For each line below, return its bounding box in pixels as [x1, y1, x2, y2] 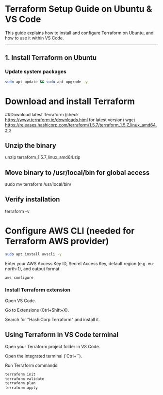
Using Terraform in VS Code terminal [5, 331, 119, 339]
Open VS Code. [5, 298, 36, 304]
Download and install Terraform [5, 96, 135, 107]
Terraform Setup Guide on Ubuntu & [5, 3, 152, 15]
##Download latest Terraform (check [5, 112, 79, 118]
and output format [23, 266, 60, 271]
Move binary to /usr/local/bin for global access [5, 168, 150, 177]
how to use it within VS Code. [5, 35, 64, 41]
